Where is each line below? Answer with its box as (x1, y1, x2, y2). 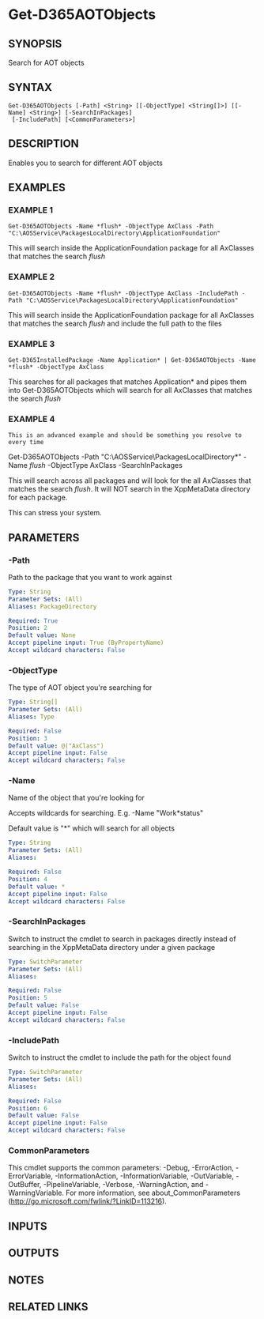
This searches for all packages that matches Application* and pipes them (8, 377, 247, 386)
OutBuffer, (8, 1180, 42, 1189)
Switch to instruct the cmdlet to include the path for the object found (8, 1053, 232, 1062)
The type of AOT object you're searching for (8, 683, 153, 692)
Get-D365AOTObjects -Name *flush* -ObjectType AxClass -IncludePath (8, 289, 239, 297)
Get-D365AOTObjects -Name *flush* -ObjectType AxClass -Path (8, 223, 214, 231)
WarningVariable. (8, 1188, 65, 1198)
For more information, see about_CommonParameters (66, 1188, 241, 1198)
